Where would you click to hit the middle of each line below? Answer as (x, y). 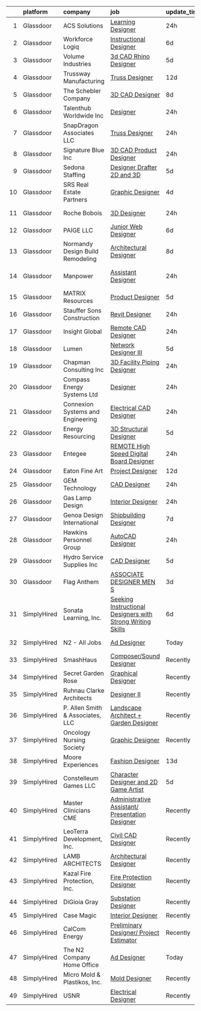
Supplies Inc (80, 565)
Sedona (74, 167)
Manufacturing (84, 81)
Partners (75, 199)
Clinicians (77, 810)
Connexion (78, 404)
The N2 (74, 950)
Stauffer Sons (82, 310)
